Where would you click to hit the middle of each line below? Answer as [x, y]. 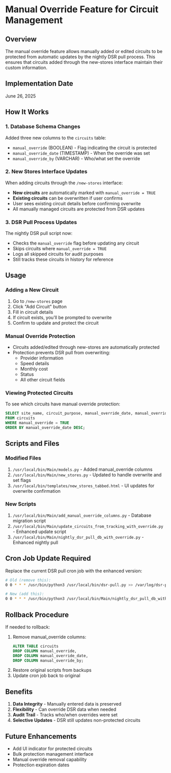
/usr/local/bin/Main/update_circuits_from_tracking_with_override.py [88, 526]
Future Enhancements [41, 736]
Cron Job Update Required [48, 558]
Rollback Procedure [37, 614]
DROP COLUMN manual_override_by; [48, 660]
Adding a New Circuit [32, 290]
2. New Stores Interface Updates [46, 172]
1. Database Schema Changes [43, 127]
